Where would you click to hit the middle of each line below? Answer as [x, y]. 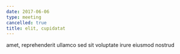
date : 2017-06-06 [28, 12]
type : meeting [24, 17]
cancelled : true [26, 23]
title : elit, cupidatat [36, 28]
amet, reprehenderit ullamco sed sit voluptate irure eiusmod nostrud [90, 45]
